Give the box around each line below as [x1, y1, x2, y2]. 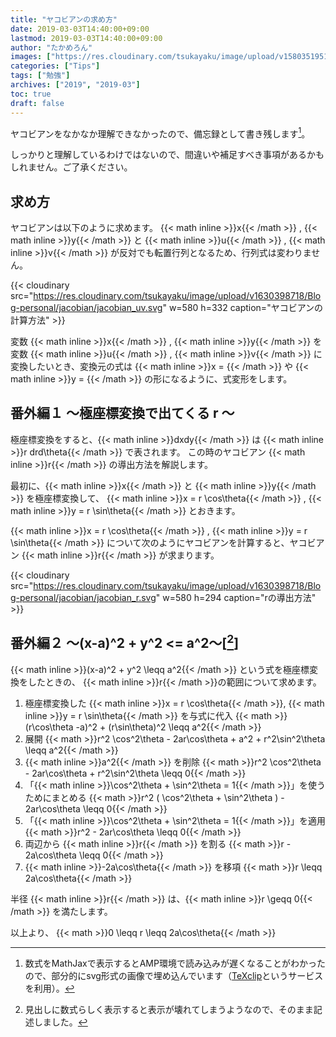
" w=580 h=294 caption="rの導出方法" [155, 591, 317, 603]
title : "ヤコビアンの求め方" [10, 14, 118, 25]
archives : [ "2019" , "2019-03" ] [10, 80, 141, 90]
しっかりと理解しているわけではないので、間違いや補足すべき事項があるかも [10, 149, 325, 161]
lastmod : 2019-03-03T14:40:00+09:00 [10, 33, 163, 43]
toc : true [10, 89, 52, 99]
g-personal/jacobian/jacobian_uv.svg [10, 301, 163, 313]
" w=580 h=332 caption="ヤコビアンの [162, 301, 324, 313]
